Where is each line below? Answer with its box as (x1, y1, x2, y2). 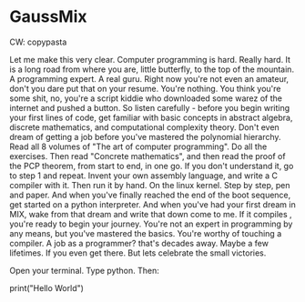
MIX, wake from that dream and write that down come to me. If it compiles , (9, 208, 293, 219)
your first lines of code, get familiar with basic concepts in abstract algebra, (9, 112, 293, 123)
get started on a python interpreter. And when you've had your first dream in (9, 198, 296, 210)
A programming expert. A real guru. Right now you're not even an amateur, (9, 73, 290, 84)
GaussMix (9, 6, 87, 27)
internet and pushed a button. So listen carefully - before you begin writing (9, 102, 290, 113)
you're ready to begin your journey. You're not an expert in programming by (9, 218, 293, 229)
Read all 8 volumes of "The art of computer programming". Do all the (9, 141, 268, 152)
